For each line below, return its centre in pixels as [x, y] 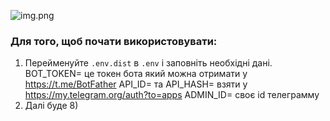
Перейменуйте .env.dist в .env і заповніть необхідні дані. [148, 63]
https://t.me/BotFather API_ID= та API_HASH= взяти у [136, 84]
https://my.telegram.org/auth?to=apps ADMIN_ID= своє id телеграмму [172, 95]
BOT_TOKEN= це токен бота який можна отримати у [136, 74]
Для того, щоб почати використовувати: [114, 41]
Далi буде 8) [51, 106]
